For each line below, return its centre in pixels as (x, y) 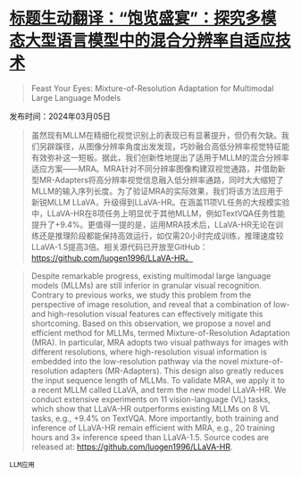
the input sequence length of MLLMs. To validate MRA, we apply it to (158, 380)
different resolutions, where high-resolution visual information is (149, 351)
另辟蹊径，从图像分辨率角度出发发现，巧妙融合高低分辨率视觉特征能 (164, 146)
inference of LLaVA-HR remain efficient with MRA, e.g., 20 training (153, 427)
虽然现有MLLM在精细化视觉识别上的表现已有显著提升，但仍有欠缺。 (156, 135)
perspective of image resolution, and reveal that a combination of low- (160, 304)
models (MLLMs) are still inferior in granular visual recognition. (146, 285)
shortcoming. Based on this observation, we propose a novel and (150, 323)
